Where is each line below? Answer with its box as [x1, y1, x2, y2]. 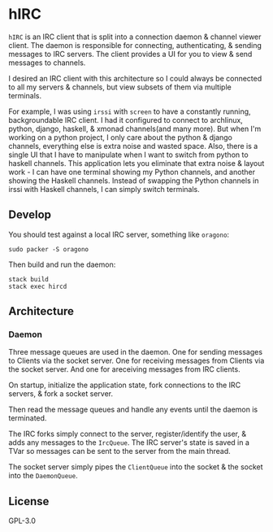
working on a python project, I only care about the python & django [8, 132, 233, 142]
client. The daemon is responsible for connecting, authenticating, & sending [8, 40, 262, 50]
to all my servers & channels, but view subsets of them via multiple [8, 82, 232, 92]
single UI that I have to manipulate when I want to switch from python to [8, 150, 249, 159]
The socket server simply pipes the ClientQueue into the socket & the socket [8, 462, 263, 472]
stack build [8, 275, 49, 283]
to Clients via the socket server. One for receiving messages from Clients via [8, 355, 265, 366]
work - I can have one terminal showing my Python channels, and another [8, 167, 256, 177]
